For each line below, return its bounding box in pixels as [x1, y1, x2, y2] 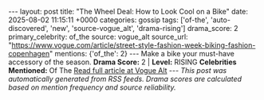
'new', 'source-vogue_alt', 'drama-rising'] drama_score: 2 [50, 24, 238, 33]
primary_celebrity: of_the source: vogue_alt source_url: [8, 32, 189, 41]
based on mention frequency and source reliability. [8, 83, 176, 92]
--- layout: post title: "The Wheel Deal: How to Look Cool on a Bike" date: [8, 7, 249, 16]
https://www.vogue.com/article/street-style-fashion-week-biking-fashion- [11, 40, 256, 50]
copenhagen [8, 49, 50, 58]
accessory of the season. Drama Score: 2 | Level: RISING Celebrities [8, 57, 237, 67]
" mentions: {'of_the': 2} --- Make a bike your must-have [49, 49, 235, 58]
